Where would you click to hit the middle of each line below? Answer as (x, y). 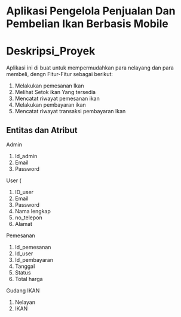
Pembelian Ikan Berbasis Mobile (87, 24)
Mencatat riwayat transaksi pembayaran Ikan (70, 111)
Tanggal (25, 266)
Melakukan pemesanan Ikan (49, 86)
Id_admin (26, 156)
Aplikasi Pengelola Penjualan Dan (91, 11)
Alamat (24, 224)
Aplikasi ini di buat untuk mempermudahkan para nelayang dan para (90, 68)
